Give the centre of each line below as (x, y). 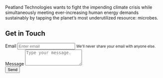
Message (15, 63)
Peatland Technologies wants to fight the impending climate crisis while (79, 7)
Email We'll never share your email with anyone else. (81, 46)
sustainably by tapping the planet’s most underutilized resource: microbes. (82, 18)
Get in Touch (25, 34)
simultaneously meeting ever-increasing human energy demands (72, 12)
